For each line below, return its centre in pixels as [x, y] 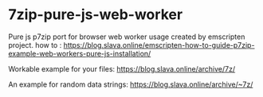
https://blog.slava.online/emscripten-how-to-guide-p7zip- [159, 45]
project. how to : [35, 45]
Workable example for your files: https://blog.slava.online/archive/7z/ [122, 68]
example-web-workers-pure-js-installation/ [80, 53]
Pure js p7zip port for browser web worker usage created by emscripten [127, 37]
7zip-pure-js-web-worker [96, 15]
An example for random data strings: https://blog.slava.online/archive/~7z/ [131, 84]
